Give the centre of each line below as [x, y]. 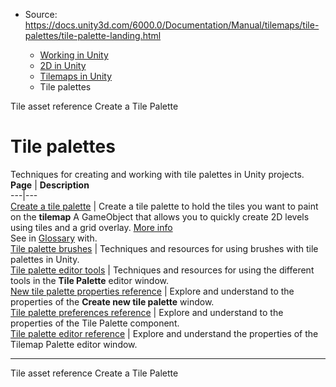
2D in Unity [63, 65]
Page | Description [50, 185]
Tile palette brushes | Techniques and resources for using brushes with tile [164, 248]
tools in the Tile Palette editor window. [89, 280]
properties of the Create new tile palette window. [112, 301]
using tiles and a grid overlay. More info [91, 227]
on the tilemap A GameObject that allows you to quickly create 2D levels [160, 216]
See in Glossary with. [54, 238]
